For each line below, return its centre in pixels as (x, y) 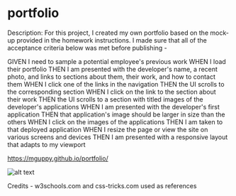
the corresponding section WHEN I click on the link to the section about (112, 92)
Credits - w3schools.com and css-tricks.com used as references (102, 185)
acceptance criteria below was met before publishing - (88, 48)
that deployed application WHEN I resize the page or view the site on (108, 129)
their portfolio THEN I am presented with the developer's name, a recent (113, 69)
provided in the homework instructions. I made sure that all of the (112, 40)
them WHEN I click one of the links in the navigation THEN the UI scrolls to (116, 84)
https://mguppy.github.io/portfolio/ (58, 158)
